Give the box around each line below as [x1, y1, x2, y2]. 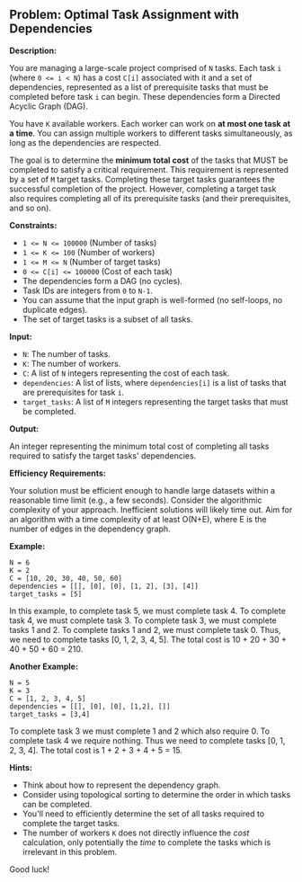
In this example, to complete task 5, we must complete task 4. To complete [9, 605, 286, 616]
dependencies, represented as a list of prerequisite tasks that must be [9, 81, 269, 93]
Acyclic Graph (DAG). [9, 101, 88, 111]
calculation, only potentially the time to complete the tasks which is [22, 836, 271, 848]
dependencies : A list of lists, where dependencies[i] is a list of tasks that [22, 377, 287, 388]
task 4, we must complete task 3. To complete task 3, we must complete [9, 615, 277, 626]
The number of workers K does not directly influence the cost [22, 827, 250, 838]
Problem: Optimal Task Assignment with [9, 7, 240, 22]
